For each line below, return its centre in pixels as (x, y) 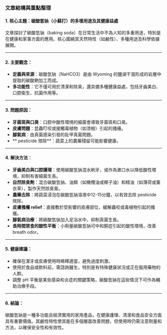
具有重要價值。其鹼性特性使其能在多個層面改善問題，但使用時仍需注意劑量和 (83, 321)
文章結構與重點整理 (28, 7)
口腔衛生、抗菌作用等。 (36, 93)
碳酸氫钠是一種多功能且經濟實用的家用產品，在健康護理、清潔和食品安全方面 (83, 315)
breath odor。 (27, 232)
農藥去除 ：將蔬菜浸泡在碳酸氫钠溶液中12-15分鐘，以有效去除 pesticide (84, 194)
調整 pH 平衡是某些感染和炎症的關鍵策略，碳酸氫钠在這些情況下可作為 (84, 280)
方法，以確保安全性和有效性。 (36, 328)
